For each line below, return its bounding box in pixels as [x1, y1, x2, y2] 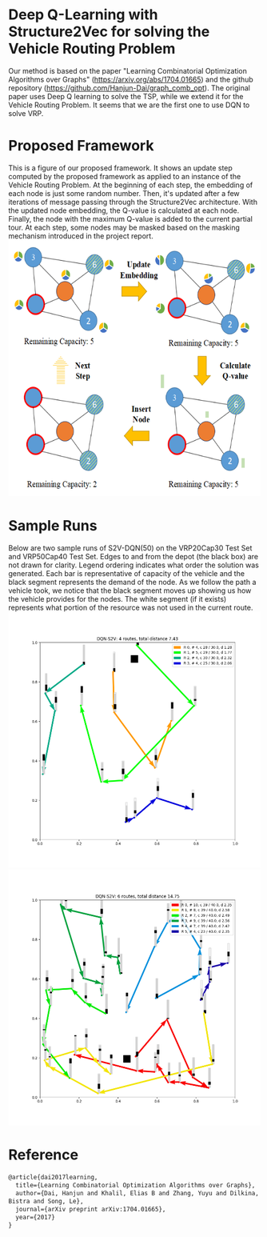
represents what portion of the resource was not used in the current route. [8, 602, 253, 612]
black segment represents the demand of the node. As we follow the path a [8, 577, 257, 586]
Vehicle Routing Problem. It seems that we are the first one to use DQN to [8, 100, 250, 110]
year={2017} [15, 1213, 56, 1221]
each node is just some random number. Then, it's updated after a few [8, 188, 240, 198]
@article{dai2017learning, [8, 1173, 98, 1181]
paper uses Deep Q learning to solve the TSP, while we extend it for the [8, 91, 244, 101]
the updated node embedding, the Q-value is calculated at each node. [8, 206, 240, 215]
